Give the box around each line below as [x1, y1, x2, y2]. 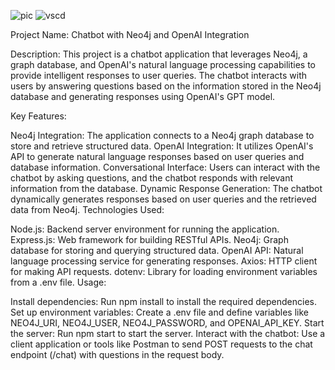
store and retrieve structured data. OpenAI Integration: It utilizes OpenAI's [10, 140, 314, 152]
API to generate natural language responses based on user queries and [10, 151, 305, 162]
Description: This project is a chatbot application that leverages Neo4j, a [10, 48, 308, 60]
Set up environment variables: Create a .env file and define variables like [10, 306, 309, 318]
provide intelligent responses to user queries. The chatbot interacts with [10, 70, 307, 81]
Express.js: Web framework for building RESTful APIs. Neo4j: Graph [10, 234, 289, 245]
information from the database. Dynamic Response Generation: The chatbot [10, 183, 323, 194]
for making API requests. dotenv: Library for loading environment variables [10, 266, 318, 277]
